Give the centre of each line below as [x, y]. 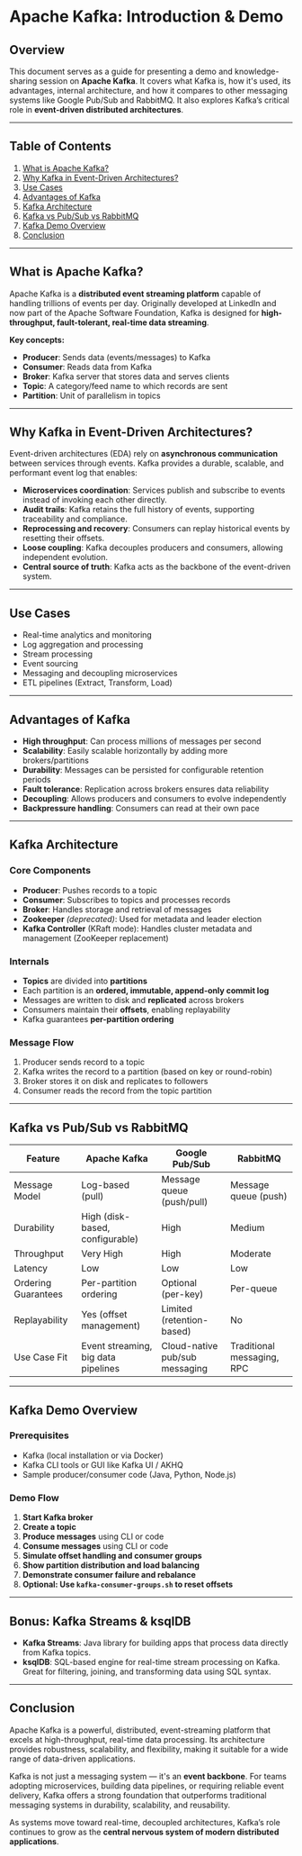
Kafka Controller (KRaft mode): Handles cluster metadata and [137, 928]
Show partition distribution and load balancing [111, 1565]
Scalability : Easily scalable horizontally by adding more [125, 751]
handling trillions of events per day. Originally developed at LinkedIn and [143, 303]
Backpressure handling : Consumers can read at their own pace [141, 809]
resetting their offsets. [63, 539]
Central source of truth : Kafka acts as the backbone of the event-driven [156, 567]
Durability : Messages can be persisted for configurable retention [143, 770]
